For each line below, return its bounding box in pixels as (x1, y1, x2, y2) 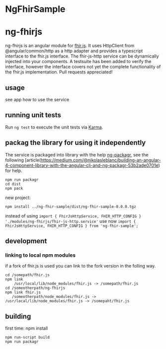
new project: (5, 195, 31, 201)
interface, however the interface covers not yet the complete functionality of (5, 64, 161, 70)
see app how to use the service (5, 96, 69, 102)
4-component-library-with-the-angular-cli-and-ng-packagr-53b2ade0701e (5, 162, 159, 168)
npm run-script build (5, 335, 50, 340)
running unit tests (5, 111, 61, 120)
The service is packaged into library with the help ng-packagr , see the (5, 151, 149, 157)
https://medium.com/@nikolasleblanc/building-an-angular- (40, 157, 161, 163)
